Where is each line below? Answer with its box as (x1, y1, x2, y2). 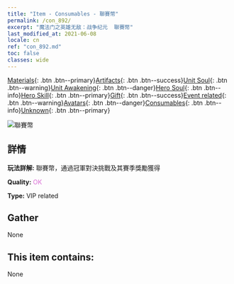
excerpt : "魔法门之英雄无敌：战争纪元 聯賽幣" (7, 23, 133, 30)
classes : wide (7, 57, 50, 64)
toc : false (7, 50, 40, 57)
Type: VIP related (7, 191, 59, 200)
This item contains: (7, 251, 94, 263)
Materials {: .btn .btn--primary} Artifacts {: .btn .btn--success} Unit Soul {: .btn (7, 76, 228, 84)
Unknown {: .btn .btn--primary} (21, 106, 111, 114)
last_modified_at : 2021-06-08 (7, 30, 97, 38)
